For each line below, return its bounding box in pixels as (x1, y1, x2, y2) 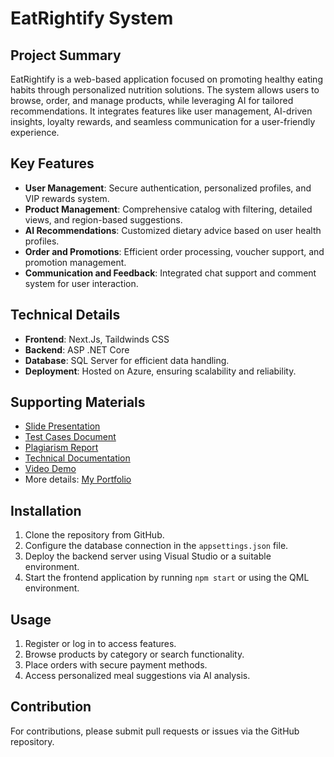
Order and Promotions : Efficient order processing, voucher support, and (24, 245, 325, 257)
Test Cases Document (24, 431, 117, 443)
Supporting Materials (10, 394, 146, 411)
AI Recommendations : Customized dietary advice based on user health (24, 224, 322, 236)
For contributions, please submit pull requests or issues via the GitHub (10, 725, 300, 737)
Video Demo (24, 463, 77, 475)
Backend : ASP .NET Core (24, 343, 130, 356)
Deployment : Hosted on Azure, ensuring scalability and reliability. (24, 365, 297, 377)
